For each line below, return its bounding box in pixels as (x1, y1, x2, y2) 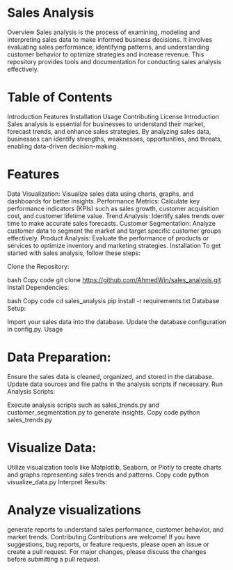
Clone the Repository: (7, 262, 70, 270)
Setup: (7, 304, 26, 312)
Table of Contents (7, 89, 113, 105)
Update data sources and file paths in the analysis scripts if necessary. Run (7, 380, 223, 388)
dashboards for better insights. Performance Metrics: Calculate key (7, 197, 200, 205)
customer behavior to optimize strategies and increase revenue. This (7, 50, 204, 59)
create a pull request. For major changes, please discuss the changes (7, 547, 207, 555)
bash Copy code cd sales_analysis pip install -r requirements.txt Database (7, 296, 220, 305)
